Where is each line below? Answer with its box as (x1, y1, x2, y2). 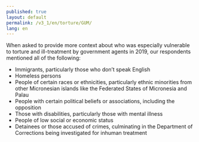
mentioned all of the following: (6, 54, 81, 61)
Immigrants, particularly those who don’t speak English (14, 66, 151, 73)
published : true (6, 8, 47, 15)
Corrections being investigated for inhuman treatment (14, 129, 148, 137)
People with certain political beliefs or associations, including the (14, 98, 175, 105)
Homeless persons (14, 72, 62, 79)
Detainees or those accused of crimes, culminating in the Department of (14, 123, 193, 130)
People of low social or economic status (14, 117, 114, 124)
